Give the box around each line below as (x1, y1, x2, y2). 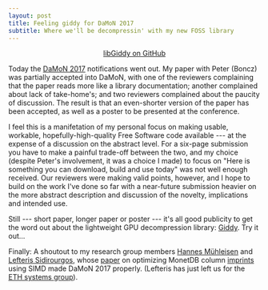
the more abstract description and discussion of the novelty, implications (8, 190, 249, 200)
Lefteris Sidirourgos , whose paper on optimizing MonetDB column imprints (8, 256, 254, 265)
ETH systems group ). (8, 272, 78, 282)
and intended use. (8, 199, 68, 208)
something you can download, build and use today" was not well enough (8, 165, 248, 175)
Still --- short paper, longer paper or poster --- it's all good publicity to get (8, 214, 254, 224)
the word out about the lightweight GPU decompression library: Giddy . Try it (8, 223, 258, 232)
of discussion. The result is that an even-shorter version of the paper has (8, 98, 250, 108)
